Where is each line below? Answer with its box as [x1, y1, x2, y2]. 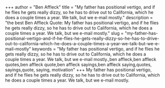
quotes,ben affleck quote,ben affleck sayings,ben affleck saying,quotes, [5, 61, 152, 67]
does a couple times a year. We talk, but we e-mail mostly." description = [5, 15, 153, 20]
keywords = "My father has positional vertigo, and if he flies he [32, 46, 160, 52]
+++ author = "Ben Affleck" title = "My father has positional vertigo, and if [5, 4, 155, 10]
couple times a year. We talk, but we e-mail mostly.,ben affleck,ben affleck [5, 57, 157, 62]
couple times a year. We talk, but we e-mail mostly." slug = [5, 30, 124, 36]
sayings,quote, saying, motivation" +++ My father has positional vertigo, [5, 67, 152, 73]
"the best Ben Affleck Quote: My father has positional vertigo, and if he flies [5, 20, 159, 26]
